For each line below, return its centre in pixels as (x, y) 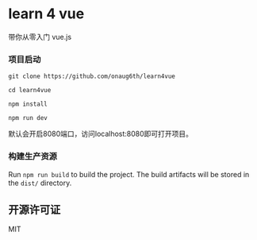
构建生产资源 (33, 157)
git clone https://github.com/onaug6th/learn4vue (92, 76)
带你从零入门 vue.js (40, 37)
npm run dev (28, 118)
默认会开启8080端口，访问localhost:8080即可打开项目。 (100, 134)
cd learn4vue (30, 91)
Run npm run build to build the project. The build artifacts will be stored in (129, 174)
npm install (28, 104)
